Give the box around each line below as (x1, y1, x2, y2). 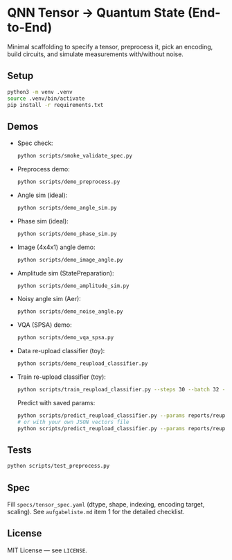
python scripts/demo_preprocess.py (17, 178, 121, 185)
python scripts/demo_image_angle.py (17, 256, 123, 263)
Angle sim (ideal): (17, 191, 68, 199)
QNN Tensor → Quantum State (7, 5, 186, 21)
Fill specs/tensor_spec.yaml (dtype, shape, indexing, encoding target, (7, 500, 205, 509)
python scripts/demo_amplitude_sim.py (17, 282, 130, 289)
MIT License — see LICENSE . (7, 546, 88, 554)
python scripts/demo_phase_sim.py (17, 230, 117, 237)
